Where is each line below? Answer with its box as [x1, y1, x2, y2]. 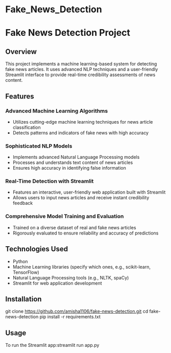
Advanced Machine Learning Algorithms [5, 107, 108, 114]
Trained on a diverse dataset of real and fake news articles [12, 224, 136, 230]
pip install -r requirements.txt [39, 314, 101, 320]
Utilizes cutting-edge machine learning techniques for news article [12, 119, 153, 125]
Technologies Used [5, 245, 68, 253]
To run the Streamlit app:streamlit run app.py [5, 342, 100, 348]
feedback [12, 200, 33, 206]
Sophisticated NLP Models [5, 142, 72, 149]
